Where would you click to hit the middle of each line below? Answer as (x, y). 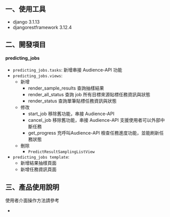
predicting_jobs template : (41, 157)
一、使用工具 (26, 9)
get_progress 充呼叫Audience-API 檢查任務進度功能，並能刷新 (94, 133)
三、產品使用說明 (32, 187)
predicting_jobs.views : (38, 76)
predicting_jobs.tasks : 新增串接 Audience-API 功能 (67, 70)
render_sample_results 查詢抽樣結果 (66, 88)
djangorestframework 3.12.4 (42, 27)
